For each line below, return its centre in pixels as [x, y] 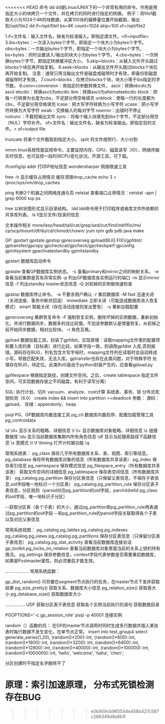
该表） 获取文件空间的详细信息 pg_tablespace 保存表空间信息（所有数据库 [80, 472]
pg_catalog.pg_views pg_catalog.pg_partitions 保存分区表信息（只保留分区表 [83, 536]
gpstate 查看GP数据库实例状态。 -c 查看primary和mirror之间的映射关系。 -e [82, 271]
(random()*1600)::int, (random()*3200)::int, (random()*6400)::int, [72, 643]
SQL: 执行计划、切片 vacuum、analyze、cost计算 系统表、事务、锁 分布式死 [82, 392]
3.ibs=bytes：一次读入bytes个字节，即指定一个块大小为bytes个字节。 [76, 42]
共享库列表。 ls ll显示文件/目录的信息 [42, 215]
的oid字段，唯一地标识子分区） [36, 496]
